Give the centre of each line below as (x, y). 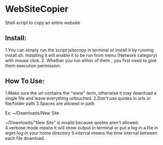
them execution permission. (33, 65)
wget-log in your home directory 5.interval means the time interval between (81, 133)
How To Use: (25, 81)
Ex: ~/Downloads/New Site (32, 113)
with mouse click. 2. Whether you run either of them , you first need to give (81, 60)
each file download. (25, 138)
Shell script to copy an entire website (42, 23)
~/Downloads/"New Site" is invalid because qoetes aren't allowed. (72, 122)
